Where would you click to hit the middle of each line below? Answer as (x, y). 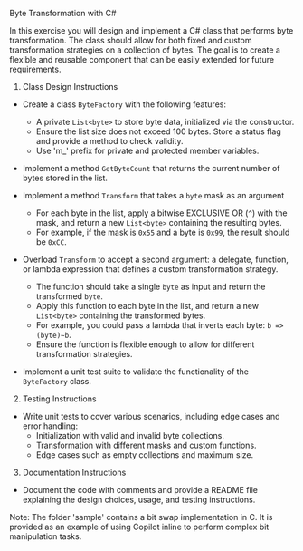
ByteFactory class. (57, 381)
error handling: (50, 426)
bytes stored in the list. (65, 178)
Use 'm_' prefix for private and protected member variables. (147, 150)
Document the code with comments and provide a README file (140, 490)
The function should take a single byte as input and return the (151, 286)
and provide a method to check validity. (109, 141)
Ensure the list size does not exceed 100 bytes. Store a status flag (159, 131)
